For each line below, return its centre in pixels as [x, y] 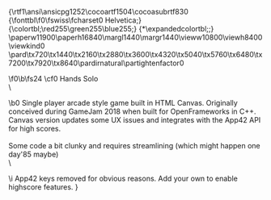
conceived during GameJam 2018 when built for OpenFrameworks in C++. [132, 111]
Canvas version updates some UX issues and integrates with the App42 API [135, 120]
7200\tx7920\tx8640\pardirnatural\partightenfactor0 [96, 63]
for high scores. [35, 129]
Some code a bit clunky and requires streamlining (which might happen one [134, 146]
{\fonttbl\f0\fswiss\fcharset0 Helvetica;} [75, 20]
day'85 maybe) [34, 154]
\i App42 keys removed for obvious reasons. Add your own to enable [123, 178]
